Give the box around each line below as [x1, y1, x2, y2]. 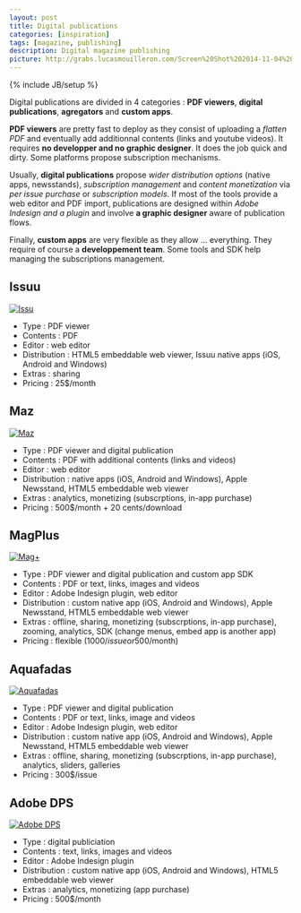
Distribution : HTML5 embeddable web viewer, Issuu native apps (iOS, [21, 349, 281, 359]
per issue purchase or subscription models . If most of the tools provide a [9, 189, 279, 199]
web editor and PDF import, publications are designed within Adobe [9, 198, 260, 209]
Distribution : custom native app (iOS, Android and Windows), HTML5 [21, 866, 279, 876]
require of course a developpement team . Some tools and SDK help [9, 244, 262, 254]
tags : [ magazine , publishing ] [9, 38, 123, 47]
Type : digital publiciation [21, 837, 116, 848]
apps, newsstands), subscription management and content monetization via [9, 179, 291, 189]
